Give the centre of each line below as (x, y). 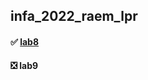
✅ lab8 (25, 41)
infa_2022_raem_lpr (74, 16)
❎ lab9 (24, 65)
